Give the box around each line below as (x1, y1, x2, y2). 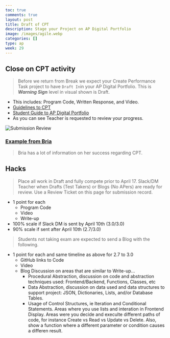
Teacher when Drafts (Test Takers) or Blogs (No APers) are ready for (17, 183, 162, 189)
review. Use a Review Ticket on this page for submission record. (17, 189, 153, 195)
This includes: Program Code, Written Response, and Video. (12, 99, 139, 105)
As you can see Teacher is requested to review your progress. (12, 115, 144, 121)
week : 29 (5, 46, 24, 51)
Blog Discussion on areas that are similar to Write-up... (20, 267, 135, 274)
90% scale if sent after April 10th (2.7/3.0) (12, 226, 101, 232)
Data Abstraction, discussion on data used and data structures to (28, 284, 165, 290)
